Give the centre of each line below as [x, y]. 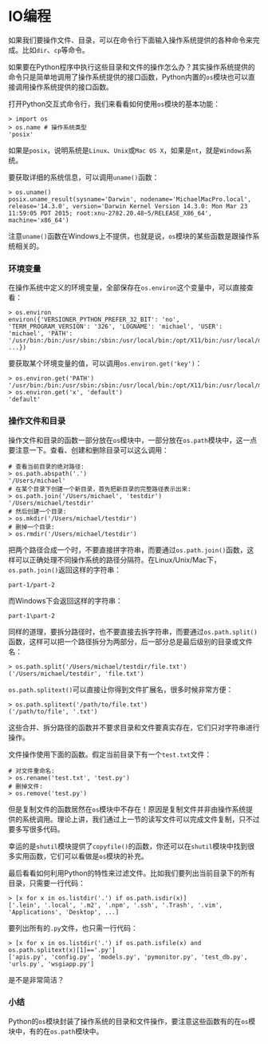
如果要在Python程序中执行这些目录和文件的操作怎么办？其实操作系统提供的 [132, 67]
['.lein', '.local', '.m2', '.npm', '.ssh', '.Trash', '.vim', [116, 905]
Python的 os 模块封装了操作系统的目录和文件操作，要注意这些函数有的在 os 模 [132, 1021]
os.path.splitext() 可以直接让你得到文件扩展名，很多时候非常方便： [121, 689]
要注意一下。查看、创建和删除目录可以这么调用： [89, 450]
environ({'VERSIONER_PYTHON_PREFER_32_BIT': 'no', [94, 320]
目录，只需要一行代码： [47, 883]
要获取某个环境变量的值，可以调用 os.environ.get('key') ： [105, 363]
